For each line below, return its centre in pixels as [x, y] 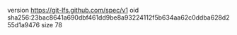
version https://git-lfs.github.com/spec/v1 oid [73, 10]
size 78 [52, 25]
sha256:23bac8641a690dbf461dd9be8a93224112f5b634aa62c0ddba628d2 [118, 17]
